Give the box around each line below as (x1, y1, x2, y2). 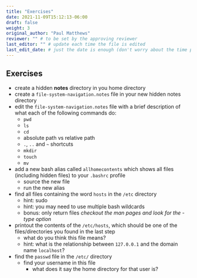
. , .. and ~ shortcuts (23, 140, 73, 148)
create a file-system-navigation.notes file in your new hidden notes (14, 91, 181, 98)
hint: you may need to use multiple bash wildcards (23, 203, 145, 210)
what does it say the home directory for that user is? (32, 265, 158, 272)
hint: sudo (23, 196, 48, 203)
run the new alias (23, 184, 65, 191)
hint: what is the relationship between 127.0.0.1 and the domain (23, 240, 178, 247)
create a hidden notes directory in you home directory (14, 84, 146, 91)
